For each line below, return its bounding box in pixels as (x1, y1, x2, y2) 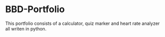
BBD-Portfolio (5, 4, 65, 15)
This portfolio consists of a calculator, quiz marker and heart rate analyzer (5, 20, 160, 26)
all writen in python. (5, 25, 47, 31)
